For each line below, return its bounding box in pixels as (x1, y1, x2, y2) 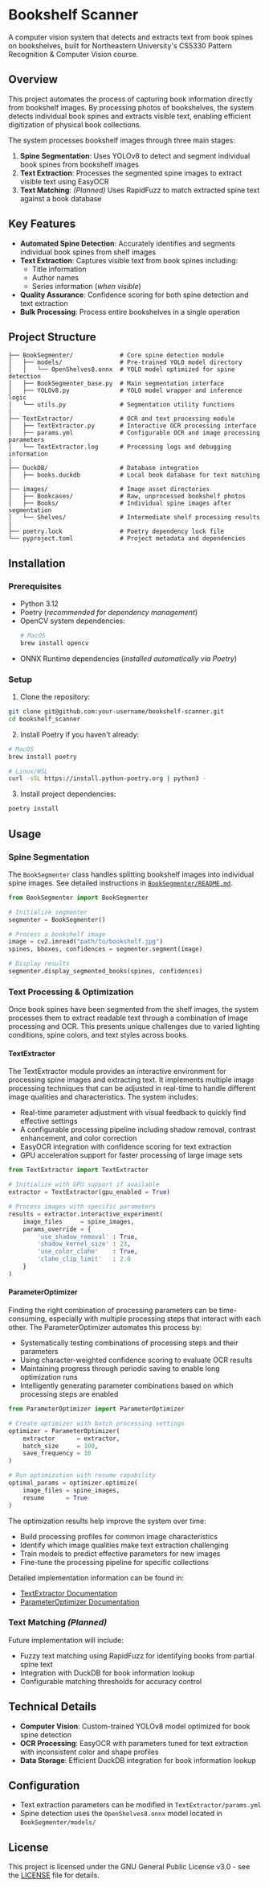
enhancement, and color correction (19, 1133, 137, 1143)
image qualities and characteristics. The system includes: (8, 1092, 198, 1102)
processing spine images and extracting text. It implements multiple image (8, 1075, 255, 1084)
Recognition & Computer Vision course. (8, 49, 139, 59)
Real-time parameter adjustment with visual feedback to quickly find (19, 1108, 247, 1117)
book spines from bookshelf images (19, 159, 139, 169)
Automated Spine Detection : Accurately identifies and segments (19, 238, 235, 248)
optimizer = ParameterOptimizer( (8, 1427, 120, 1435)
